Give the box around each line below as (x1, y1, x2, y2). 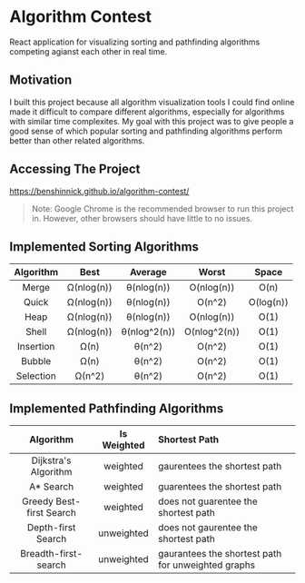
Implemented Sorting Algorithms (9, 239, 200, 254)
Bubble (21, 355, 52, 368)
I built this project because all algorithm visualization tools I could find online (9, 96, 295, 107)
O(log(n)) (248, 296, 289, 309)
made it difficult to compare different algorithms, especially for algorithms (9, 106, 285, 117)
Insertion (16, 341, 55, 353)
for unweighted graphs (158, 558, 256, 571)
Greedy (22, 495, 54, 508)
